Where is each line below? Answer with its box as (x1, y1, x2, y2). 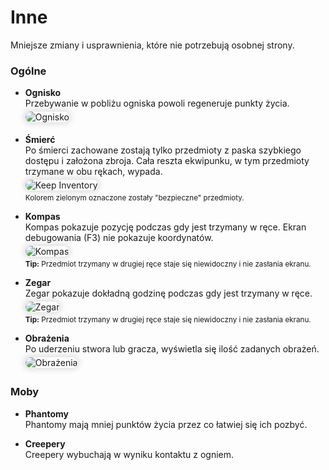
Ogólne (10, 64, 47, 78)
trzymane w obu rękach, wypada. (24, 166, 163, 178)
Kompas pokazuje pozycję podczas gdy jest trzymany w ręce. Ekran (24, 221, 307, 233)
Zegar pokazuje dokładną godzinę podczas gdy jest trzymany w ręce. (24, 287, 313, 300)
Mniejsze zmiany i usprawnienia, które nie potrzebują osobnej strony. (10, 39, 295, 51)
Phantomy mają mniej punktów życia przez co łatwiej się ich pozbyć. (24, 418, 308, 430)
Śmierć (24, 134, 56, 146)
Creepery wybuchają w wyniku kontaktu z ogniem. (24, 448, 235, 460)
